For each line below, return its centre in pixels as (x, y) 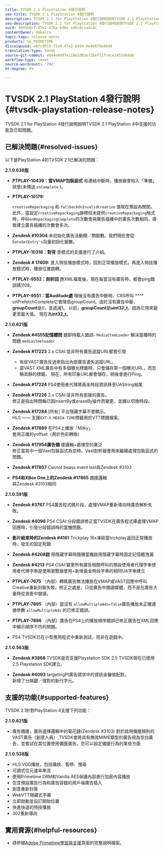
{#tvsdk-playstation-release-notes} (80, 110)
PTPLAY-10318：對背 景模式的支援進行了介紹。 (60, 252)
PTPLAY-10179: (28, 196)
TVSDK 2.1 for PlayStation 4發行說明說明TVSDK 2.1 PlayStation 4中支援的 (79, 124)
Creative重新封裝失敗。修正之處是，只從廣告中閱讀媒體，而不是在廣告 (82, 587)
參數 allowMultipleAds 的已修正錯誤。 (54, 610)
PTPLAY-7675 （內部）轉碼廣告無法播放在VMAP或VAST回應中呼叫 (80, 581)
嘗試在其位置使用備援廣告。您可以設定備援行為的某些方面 (83, 743)
